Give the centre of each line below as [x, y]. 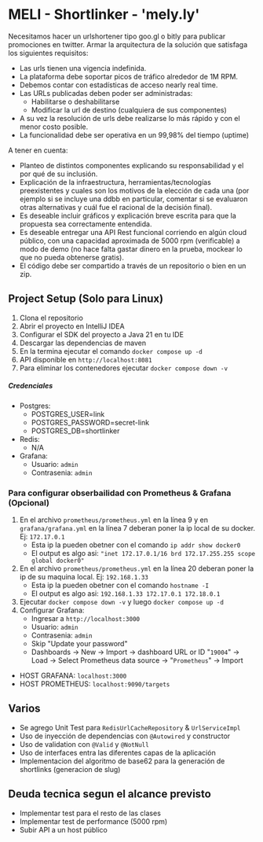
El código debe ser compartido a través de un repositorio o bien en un [133, 266]
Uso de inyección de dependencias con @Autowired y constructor [125, 736]
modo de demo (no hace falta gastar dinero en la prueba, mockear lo [131, 248]
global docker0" [58, 561]
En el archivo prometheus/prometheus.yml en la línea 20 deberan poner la [137, 568]
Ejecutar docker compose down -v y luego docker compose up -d [121, 602]
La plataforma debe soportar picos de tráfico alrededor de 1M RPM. [128, 76]
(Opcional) [29, 502]
